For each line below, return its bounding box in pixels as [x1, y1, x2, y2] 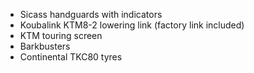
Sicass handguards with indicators [19, 9, 163, 20]
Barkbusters [19, 40, 71, 52]
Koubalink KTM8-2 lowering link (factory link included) [19, 19, 245, 31]
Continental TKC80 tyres [19, 51, 123, 63]
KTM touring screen [19, 30, 103, 41]
